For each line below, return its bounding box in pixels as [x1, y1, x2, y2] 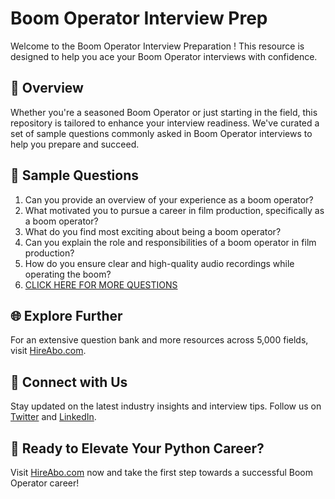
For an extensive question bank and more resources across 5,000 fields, [10, 334, 309, 346]
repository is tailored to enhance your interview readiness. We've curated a [10, 117, 320, 129]
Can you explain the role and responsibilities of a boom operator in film [24, 236, 317, 248]
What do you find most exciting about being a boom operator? [24, 225, 282, 237]
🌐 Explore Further [10, 307, 123, 324]
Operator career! [10, 477, 80, 489]
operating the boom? [24, 268, 112, 280]
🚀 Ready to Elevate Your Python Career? [10, 440, 265, 457]
